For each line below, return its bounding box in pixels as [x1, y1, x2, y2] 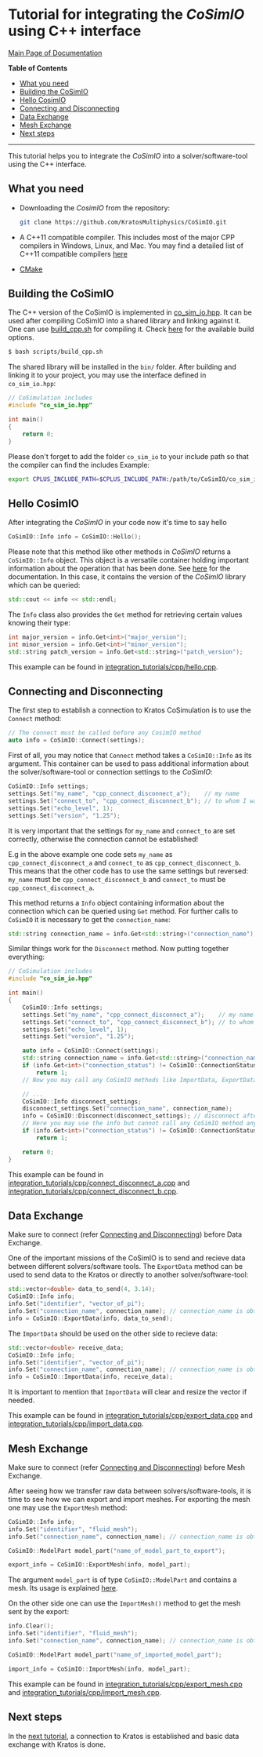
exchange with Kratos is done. [8, 1740, 106, 1749]
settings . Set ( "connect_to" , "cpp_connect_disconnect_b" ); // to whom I [8, 796, 247, 805]
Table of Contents [8, 63, 68, 72]
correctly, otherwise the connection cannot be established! [8, 834, 199, 844]
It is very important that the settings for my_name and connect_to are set [8, 826, 236, 835]
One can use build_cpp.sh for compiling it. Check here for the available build [8, 324, 254, 334]
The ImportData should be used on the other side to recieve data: [8, 1329, 218, 1338]
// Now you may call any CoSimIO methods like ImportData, [22, 1076, 219, 1084]
